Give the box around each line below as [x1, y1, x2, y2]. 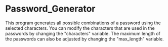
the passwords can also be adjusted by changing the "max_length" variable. [5, 36, 164, 42]
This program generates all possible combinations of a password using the [5, 20, 161, 26]
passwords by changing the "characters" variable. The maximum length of [5, 30, 160, 36]
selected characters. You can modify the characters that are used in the [5, 25, 155, 31]
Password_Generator [5, 3, 96, 15]
